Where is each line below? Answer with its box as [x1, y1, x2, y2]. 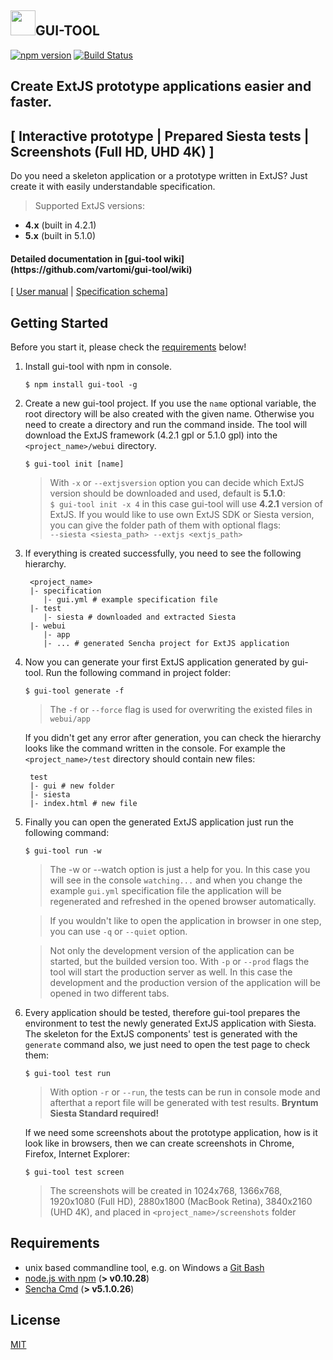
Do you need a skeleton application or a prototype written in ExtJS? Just [10, 170, 308, 182]
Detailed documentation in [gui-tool [10, 252, 162, 265]
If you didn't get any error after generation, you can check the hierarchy [24, 732, 322, 744]
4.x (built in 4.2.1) [24, 219, 97, 231]
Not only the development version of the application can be [49, 945, 295, 957]
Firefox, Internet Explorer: [24, 1148, 131, 1160]
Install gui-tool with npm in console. [24, 361, 173, 373]
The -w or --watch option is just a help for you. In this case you [49, 864, 311, 876]
